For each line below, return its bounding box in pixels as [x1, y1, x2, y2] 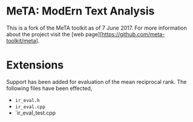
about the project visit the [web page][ [6, 30, 102, 37]
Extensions [6, 59, 64, 72]
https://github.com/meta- [102, 30, 165, 37]
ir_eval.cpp [15, 104, 45, 110]
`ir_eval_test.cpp [15, 109, 56, 116]
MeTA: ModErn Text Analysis [6, 4, 155, 18]
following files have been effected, [6, 85, 93, 92]
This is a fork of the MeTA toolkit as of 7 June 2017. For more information [6, 24, 188, 31]
